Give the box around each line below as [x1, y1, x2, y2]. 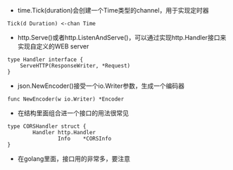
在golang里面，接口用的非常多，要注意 [17, 155, 130, 163]
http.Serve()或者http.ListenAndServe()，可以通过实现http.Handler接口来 [17, 34, 227, 41]
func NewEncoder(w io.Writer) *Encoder [7, 96, 125, 103]
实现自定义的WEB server [17, 42, 89, 51]
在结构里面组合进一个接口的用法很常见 [17, 109, 129, 117]
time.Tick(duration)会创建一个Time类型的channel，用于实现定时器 [17, 6, 209, 14]
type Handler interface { [7, 56, 83, 63]
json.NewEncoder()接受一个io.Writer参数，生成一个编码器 [17, 81, 185, 90]
